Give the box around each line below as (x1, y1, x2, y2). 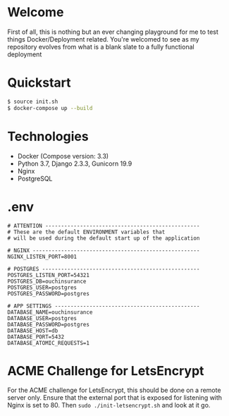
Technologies (7, 128, 89, 145)
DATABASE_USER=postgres (7, 314, 78, 322)
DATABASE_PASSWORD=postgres (7, 321, 90, 328)
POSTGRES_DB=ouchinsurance (7, 278, 87, 285)
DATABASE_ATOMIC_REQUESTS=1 (7, 339, 90, 346)
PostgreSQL (17, 174, 53, 183)
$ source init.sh (7, 98, 58, 105)
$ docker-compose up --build (7, 104, 93, 111)
